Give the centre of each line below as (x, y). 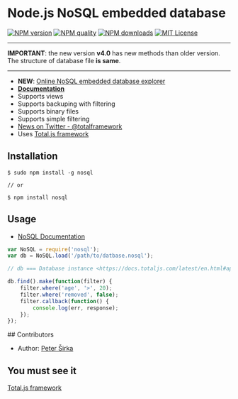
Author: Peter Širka (45, 349)
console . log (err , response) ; (76, 308)
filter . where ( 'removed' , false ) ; (69, 295)
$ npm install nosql (38, 197)
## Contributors (31, 334)
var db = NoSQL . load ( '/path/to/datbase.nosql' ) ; (80, 256)
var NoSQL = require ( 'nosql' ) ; (53, 249)
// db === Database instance (50, 269)
